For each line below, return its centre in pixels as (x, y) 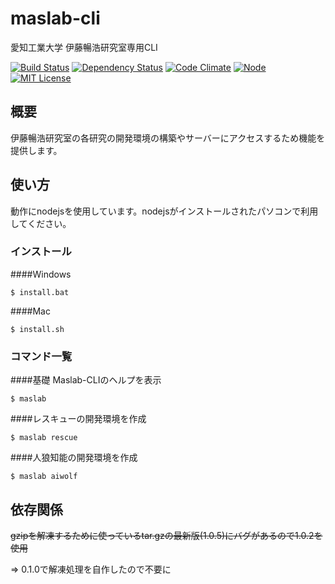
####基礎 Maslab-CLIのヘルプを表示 (86, 380)
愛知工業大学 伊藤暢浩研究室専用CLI (84, 47)
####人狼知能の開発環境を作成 (74, 458)
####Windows (41, 274)
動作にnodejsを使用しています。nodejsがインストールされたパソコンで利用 (164, 211)
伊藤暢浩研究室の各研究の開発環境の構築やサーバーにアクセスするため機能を (168, 138)
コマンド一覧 (41, 356)
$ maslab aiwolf (44, 477)
